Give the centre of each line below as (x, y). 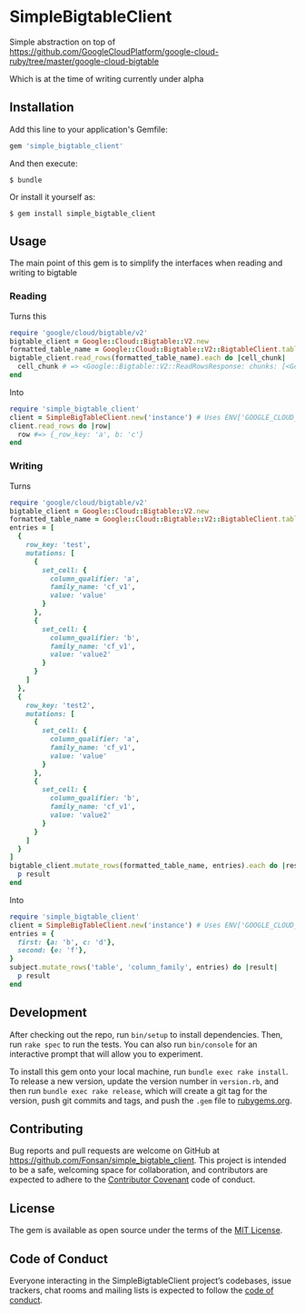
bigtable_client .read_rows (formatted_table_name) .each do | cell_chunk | (148, 358)
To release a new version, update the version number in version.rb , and (144, 1081)
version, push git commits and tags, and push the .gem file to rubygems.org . (151, 1100)
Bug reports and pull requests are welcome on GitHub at (115, 1150)
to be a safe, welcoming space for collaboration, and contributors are (139, 1170)
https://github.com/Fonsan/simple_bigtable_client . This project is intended (148, 1160)
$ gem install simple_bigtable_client (83, 214)
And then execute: (44, 163)
